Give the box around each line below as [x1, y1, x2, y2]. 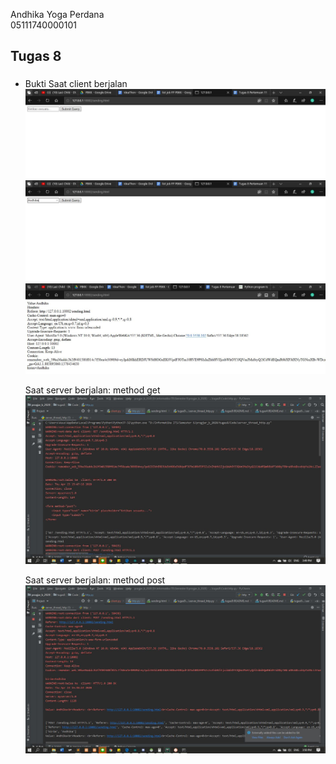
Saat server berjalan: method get [24, 384, 161, 396]
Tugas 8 [10, 48, 62, 65]
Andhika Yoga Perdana [10, 9, 105, 20]
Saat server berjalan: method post [24, 574, 166, 586]
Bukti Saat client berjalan [24, 78, 128, 90]
